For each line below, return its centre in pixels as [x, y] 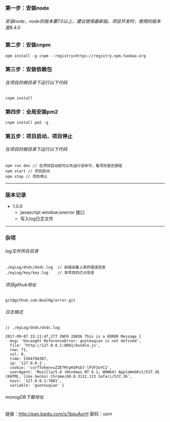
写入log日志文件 [37, 219]
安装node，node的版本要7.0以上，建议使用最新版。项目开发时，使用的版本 [83, 21]
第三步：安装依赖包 [29, 70]
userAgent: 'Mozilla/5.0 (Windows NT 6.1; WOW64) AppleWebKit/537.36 [84, 372]
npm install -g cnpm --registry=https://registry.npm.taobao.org [75, 56]
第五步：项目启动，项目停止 [39, 136]
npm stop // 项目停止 [27, 177]
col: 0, [18, 354]
